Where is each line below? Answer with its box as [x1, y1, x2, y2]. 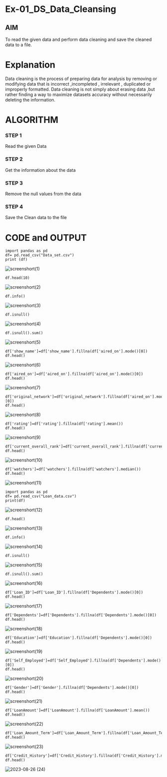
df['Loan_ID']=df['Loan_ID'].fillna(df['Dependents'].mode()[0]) [5, 590, 143, 595]
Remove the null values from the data [5, 191, 82, 197]
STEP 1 [5, 132, 22, 139]
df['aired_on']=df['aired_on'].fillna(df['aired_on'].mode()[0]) [5, 372, 143, 377]
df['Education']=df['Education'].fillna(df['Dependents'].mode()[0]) [5, 636, 153, 641]
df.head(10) [5, 275, 30, 281]
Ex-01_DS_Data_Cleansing [5, 3, 116, 15]
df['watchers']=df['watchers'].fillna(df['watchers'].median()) [5, 467, 141, 472]
